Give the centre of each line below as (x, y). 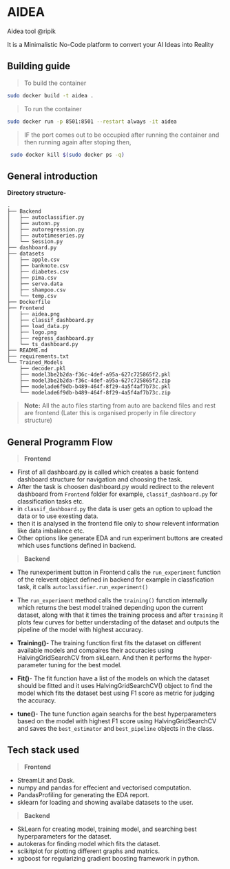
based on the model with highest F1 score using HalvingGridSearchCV (117, 721)
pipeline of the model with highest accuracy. (80, 630)
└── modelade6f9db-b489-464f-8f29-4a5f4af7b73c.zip (95, 393)
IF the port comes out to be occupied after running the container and (122, 135)
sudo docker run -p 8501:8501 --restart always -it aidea (92, 122)
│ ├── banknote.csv (38, 266)
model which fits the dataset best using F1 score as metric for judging (116, 693)
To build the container (55, 83)
